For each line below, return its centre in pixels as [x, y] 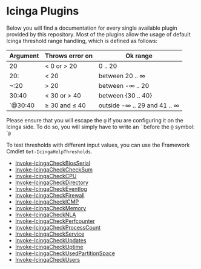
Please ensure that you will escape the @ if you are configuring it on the [95, 120]
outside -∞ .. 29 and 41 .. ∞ [139, 105]
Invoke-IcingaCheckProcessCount [58, 227]
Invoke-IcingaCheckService [50, 234]
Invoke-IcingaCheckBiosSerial [53, 163]
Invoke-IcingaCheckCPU [46, 176]
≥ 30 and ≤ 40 [65, 105]
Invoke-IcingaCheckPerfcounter [55, 221]
